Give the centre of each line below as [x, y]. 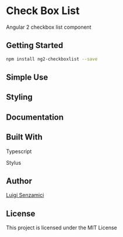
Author [19, 181]
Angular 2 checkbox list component [49, 27]
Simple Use [27, 77]
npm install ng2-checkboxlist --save [52, 59]
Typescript [19, 151]
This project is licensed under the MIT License [62, 228]
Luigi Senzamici [25, 195]
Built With [24, 137]
